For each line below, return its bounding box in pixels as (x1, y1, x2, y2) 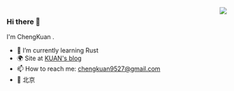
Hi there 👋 (6, 17, 41, 27)
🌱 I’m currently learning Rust (16, 46, 99, 55)
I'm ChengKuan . (6, 33, 54, 41)
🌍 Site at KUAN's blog (16, 54, 82, 62)
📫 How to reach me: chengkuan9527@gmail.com (16, 64, 161, 73)
